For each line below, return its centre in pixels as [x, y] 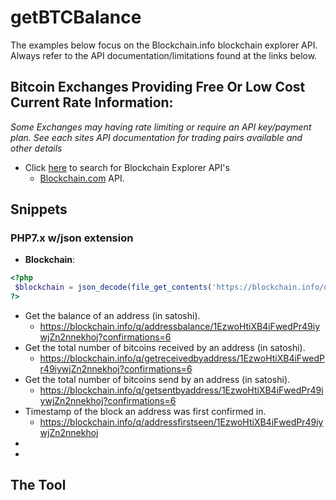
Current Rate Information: [92, 102]
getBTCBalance [76, 17]
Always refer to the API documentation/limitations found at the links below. [164, 55]
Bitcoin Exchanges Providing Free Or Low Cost [158, 87]
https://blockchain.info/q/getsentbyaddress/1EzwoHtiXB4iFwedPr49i [181, 390]
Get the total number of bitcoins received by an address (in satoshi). [165, 348]
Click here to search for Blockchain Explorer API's [127, 167]
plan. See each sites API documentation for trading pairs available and [156, 137]
